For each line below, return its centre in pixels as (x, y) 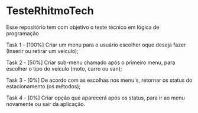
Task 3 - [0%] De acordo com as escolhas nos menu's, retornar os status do (99, 80)
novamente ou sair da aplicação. (46, 104)
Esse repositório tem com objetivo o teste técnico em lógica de (83, 27)
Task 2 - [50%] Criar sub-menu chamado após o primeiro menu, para (91, 62)
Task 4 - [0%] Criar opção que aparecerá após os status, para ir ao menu (95, 98)
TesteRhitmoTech (50, 11)
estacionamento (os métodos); (43, 86)
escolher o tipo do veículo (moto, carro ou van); (64, 68)
